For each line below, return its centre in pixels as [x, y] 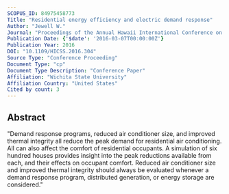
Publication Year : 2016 [41, 45]
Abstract [26, 117]
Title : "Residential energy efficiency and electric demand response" [110, 20]
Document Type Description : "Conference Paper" [76, 70]
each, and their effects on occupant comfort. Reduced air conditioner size [111, 163]
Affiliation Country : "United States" [62, 83]
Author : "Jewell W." [37, 26]
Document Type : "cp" [37, 64]
